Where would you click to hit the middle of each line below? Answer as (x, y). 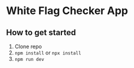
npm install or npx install (48, 53)
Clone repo (28, 46)
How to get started (41, 33)
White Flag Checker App (67, 11)
